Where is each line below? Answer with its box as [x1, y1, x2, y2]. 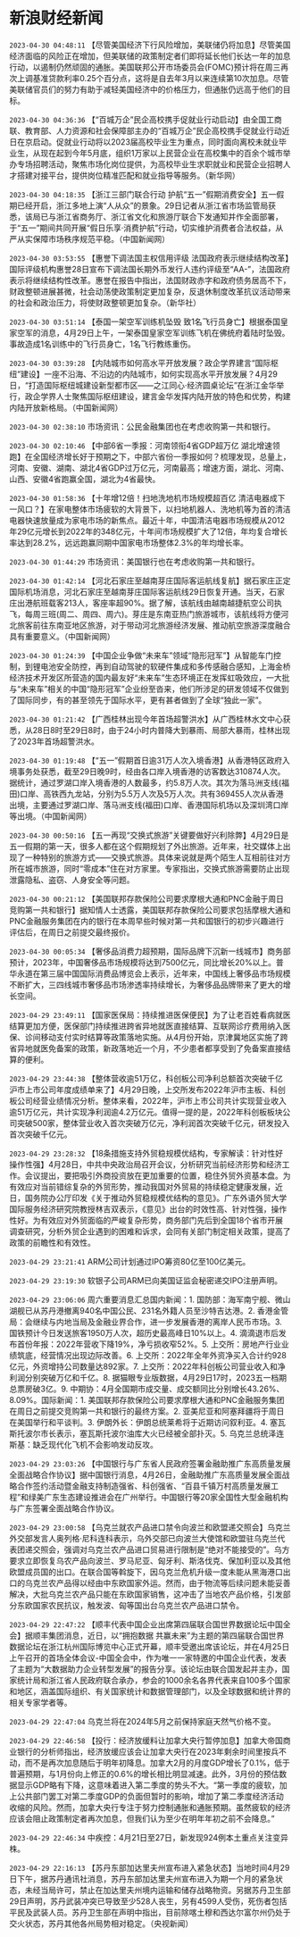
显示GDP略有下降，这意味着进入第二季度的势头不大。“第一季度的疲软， [16, 1779, 279, 1791]
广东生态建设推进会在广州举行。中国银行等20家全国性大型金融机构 [44, 1491, 288, 1502]
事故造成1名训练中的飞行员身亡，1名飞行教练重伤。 [9, 338, 196, 349]
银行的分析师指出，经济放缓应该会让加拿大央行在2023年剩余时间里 [16, 1746, 263, 1757]
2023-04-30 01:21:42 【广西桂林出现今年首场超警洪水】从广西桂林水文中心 [9, 714, 283, 724]
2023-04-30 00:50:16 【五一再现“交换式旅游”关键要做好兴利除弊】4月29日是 [9, 830, 289, 840]
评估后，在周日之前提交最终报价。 [9, 926, 135, 938]
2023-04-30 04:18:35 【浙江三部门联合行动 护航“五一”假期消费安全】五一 [9, 188, 277, 199]
